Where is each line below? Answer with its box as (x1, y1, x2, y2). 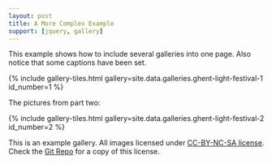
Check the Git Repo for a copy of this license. (8, 147, 161, 157)
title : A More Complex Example (8, 19, 114, 28)
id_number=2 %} (8, 123, 66, 132)
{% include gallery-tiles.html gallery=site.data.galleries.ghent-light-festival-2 (8, 114, 265, 123)
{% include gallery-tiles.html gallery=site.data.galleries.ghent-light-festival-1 (8, 74, 264, 84)
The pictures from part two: (8, 98, 101, 108)
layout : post (8, 11, 53, 20)
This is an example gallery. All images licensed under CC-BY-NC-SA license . (8, 138, 265, 148)
